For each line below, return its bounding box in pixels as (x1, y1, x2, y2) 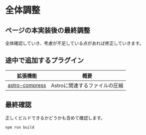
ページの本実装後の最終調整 (5, 26, 91, 34)
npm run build (5, 124, 35, 130)
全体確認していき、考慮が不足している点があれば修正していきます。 (5, 40, 144, 46)
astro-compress (7, 81, 46, 88)
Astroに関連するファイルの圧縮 (50, 82, 124, 89)
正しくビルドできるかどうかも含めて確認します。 (5, 114, 106, 120)
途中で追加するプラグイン (5, 56, 84, 65)
